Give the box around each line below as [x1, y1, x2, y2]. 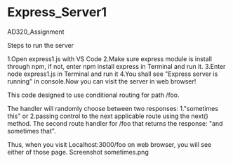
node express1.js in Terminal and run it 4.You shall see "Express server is [7, 70, 218, 78]
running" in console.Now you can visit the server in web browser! [7, 77, 197, 85]
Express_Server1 [7, 4, 107, 20]
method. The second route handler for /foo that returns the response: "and [7, 119, 223, 127]
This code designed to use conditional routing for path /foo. [7, 91, 180, 99]
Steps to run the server [7, 41, 74, 49]
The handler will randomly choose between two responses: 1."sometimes [7, 104, 219, 112]
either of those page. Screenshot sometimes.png [7, 148, 149, 156]
